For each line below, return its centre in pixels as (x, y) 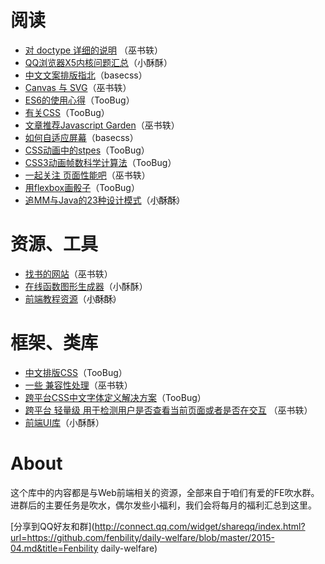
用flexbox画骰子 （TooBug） (82, 187)
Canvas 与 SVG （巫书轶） (78, 87)
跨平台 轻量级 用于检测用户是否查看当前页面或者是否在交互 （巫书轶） (168, 410)
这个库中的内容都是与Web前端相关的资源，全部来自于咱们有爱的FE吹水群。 (165, 492)
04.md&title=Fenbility (54, 548)
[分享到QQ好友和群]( (52, 526)
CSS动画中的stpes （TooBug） (87, 150)
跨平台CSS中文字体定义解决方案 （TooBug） (115, 397)
